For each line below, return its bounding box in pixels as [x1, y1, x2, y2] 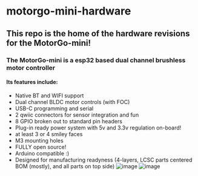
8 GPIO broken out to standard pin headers [15, 117, 123, 125]
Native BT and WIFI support [15, 92, 84, 99]
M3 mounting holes [15, 137, 64, 144]
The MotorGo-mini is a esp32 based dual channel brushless [6, 56, 186, 64]
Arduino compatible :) [15, 149, 70, 157]
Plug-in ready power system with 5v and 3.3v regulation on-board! [15, 124, 182, 131]
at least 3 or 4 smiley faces [15, 130, 83, 137]
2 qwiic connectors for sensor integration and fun [15, 111, 139, 119]
